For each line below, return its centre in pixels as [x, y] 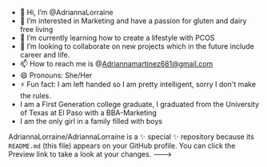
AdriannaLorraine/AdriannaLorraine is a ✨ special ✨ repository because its [131, 137]
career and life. [45, 55]
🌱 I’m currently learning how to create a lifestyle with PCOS [117, 38]
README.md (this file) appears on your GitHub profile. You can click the [122, 145]
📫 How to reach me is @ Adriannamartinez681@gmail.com [116, 64]
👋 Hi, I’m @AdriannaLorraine [66, 12]
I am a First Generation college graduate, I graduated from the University [139, 104]
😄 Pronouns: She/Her [56, 75]
